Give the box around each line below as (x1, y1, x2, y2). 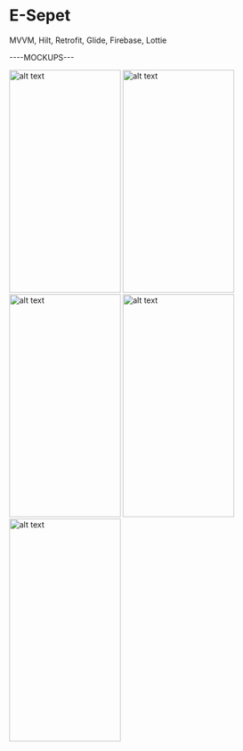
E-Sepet (9, 5, 71, 26)
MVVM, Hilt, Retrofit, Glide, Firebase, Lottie (9, 35, 167, 45)
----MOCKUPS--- (9, 52, 75, 62)
